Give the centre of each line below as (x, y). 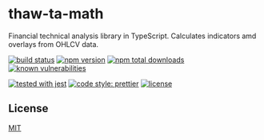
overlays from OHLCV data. (53, 44)
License (28, 109)
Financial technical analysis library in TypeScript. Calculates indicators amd (132, 36)
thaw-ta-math (56, 14)
